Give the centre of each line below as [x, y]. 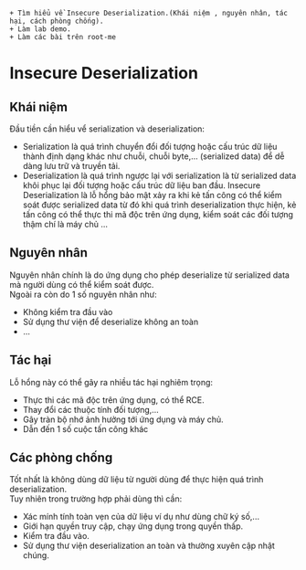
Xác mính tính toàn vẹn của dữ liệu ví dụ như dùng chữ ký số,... [141, 517]
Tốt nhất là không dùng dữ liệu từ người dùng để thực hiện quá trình [137, 480]
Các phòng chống [61, 458]
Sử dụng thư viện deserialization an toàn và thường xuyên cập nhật [149, 546]
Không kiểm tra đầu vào [68, 311]
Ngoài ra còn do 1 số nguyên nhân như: [83, 294]
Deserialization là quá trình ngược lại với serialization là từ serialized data [159, 175]
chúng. [36, 555]
